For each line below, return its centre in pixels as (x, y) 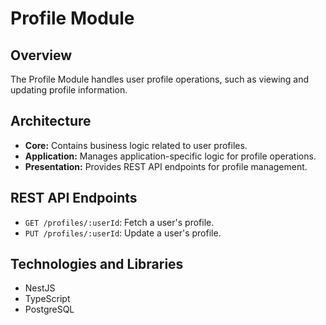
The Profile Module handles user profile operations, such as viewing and (160, 79)
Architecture (51, 121)
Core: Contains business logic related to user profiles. (136, 145)
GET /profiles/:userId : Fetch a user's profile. (119, 222)
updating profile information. (69, 90)
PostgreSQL (49, 309)
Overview (41, 55)
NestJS (40, 288)
